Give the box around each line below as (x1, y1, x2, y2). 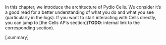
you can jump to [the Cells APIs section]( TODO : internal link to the (5, 20, 140, 25)
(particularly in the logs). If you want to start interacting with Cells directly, (5, 15, 157, 20)
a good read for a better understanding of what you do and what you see (5, 9, 154, 15)
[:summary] (5, 34, 29, 40)
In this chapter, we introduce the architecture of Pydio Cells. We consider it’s (5, 4, 161, 10)
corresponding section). (5, 25, 55, 31)
